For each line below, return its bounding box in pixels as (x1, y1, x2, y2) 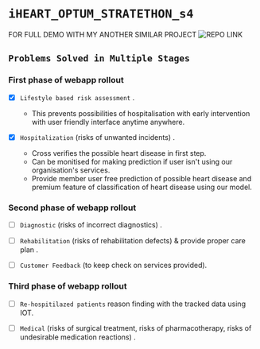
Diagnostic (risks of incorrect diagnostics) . (19, 220, 163, 230)
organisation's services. (31, 165, 111, 175)
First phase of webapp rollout (8, 75, 125, 86)
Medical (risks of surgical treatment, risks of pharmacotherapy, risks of (19, 323, 252, 332)
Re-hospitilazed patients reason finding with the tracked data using (19, 299, 246, 308)
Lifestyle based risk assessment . (19, 92, 135, 102)
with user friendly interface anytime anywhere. (31, 117, 185, 126)
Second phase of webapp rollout (8, 202, 137, 213)
